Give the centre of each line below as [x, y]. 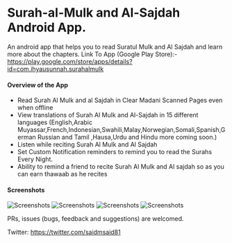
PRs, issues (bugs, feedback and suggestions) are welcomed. [96, 219]
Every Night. [35, 159]
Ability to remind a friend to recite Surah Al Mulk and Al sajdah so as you [121, 167]
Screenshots [26, 190]
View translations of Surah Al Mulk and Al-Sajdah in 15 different [108, 115]
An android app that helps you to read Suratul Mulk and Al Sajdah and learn [115, 47]
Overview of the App [38, 85]
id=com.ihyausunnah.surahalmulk [56, 69]
